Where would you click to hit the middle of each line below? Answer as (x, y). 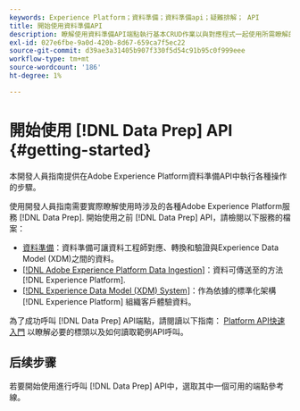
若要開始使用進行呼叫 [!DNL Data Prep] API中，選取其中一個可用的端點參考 (147, 386)
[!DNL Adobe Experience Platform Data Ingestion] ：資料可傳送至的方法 (153, 270)
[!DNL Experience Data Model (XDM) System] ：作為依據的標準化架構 (149, 290)
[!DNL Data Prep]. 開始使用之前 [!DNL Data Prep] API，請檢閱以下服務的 (151, 217)
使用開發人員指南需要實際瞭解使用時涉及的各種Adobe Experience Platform (146, 205)
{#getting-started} (80, 150)
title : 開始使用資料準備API (56, 26)
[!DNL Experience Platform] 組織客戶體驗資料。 (109, 301)
